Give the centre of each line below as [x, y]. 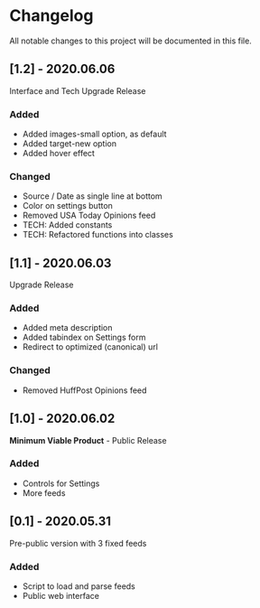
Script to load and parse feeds [79, 586]
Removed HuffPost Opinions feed [84, 390]
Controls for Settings [61, 483]
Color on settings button [67, 206]
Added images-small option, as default [94, 134]
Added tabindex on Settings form [84, 337]
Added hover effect [58, 154]
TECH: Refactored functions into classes [97, 235]
